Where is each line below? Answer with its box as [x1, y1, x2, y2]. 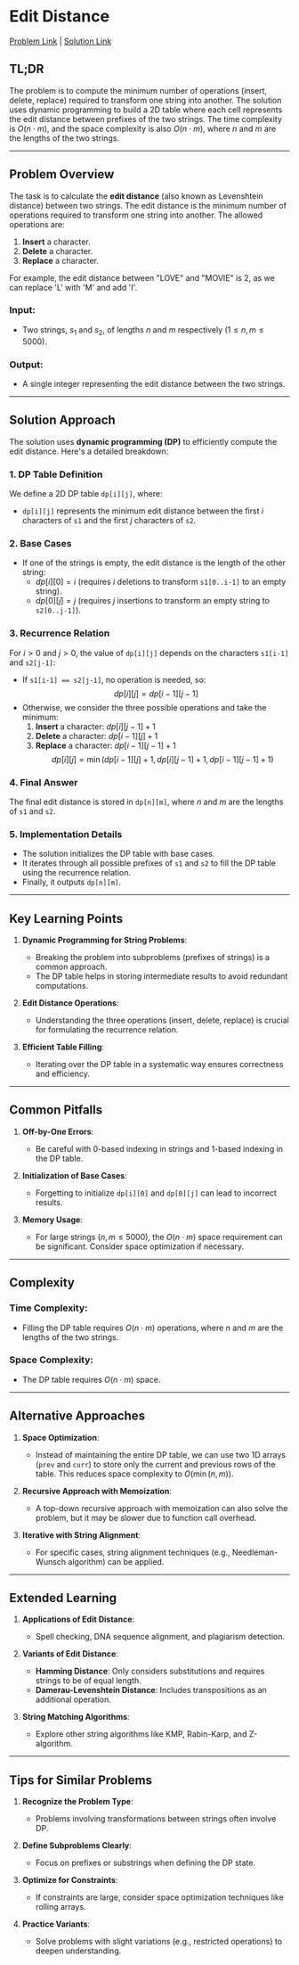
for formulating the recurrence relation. [35, 1024, 179, 1035]
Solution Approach [9, 413, 116, 428]
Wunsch [35, 1556, 67, 1566]
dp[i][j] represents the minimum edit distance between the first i [21, 506, 264, 516]
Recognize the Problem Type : [21, 1796, 133, 1807]
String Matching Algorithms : [21, 1712, 131, 1722]
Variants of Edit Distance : [21, 1648, 118, 1659]
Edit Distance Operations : [21, 998, 119, 1008]
